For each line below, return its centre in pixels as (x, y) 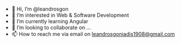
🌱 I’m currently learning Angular (50, 21)
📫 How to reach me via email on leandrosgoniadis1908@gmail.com (93, 34)
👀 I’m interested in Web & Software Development (70, 15)
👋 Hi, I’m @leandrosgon (40, 9)
